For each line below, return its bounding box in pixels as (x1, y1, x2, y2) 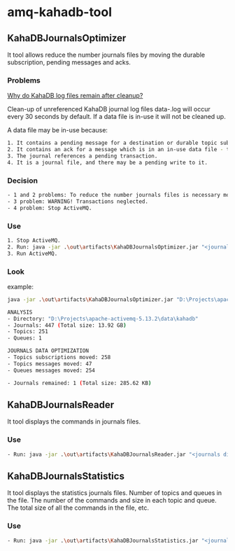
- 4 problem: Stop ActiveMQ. (7, 204, 92, 211)
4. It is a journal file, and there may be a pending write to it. (7, 159, 208, 166)
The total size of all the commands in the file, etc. (7, 503, 149, 512)
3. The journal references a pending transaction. (7, 153, 158, 160)
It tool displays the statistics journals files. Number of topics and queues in (7, 489, 222, 497)
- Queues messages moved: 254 (7, 367, 96, 374)
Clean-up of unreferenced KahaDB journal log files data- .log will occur (7, 105, 211, 113)
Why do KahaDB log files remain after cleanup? (7, 92, 143, 100)
